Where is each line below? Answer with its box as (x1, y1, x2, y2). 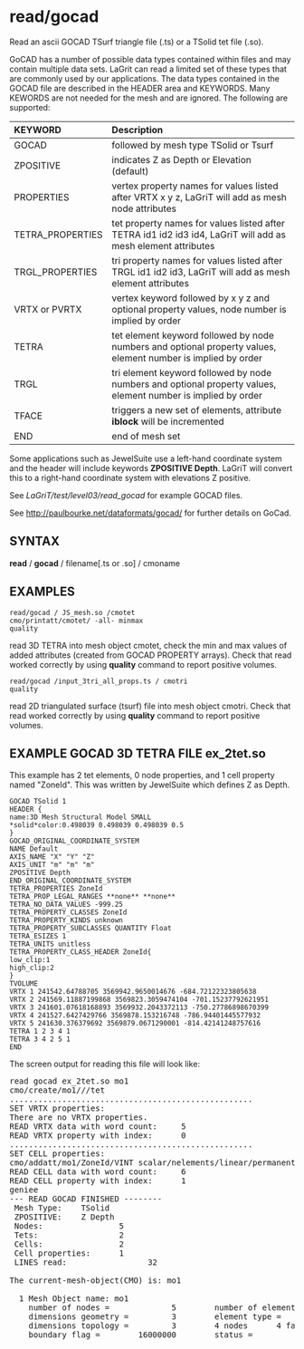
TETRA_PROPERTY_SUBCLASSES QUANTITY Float (9, 924, 172, 933)
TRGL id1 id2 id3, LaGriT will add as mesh (111, 265, 290, 278)
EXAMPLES (9, 584, 75, 600)
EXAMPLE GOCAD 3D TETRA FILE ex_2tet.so (9, 746, 267, 761)
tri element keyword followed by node (111, 366, 272, 379)
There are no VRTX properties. (9, 1113, 148, 1123)
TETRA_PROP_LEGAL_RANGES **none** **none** (9, 892, 176, 901)
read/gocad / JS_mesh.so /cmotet (9, 608, 136, 617)
